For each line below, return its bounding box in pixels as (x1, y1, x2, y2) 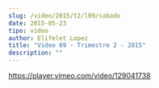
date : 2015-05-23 (8, 19, 67, 27)
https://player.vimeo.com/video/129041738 (8, 71, 151, 80)
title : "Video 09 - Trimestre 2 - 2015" (8, 42, 147, 50)
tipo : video (8, 26, 48, 34)
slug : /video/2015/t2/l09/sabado (8, 11, 121, 20)
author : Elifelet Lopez (8, 34, 89, 42)
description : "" (8, 49, 63, 57)
